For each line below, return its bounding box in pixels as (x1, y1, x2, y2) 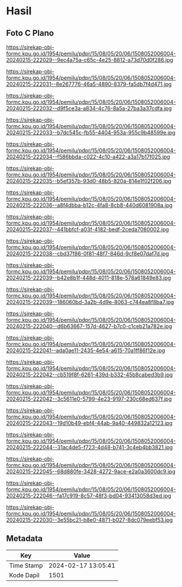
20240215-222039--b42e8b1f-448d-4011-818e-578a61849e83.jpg (6, 274, 171, 281)
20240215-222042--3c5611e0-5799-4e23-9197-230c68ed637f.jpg (6, 395, 172, 402)
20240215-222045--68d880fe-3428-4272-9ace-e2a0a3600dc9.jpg (6, 468, 175, 475)
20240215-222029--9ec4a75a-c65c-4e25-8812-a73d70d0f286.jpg (6, 57, 174, 63)
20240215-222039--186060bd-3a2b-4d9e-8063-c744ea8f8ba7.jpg (6, 299, 174, 305)
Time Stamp (9, 561, 43, 570)
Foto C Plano (6, 28, 54, 38)
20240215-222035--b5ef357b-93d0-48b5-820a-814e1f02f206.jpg (6, 178, 171, 184)
